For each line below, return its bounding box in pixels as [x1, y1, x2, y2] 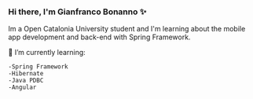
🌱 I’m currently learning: [8, 48, 86, 57]
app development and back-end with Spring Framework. [8, 32, 191, 42]
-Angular [8, 83, 37, 92]
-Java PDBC [8, 77, 44, 85]
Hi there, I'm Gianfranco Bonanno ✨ [8, 6, 147, 17]
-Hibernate [8, 70, 44, 78]
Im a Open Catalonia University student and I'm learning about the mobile [8, 24, 246, 34]
